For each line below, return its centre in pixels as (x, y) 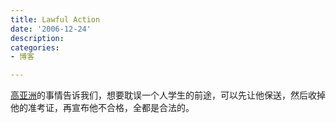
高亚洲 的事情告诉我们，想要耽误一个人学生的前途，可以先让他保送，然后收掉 (168, 95)
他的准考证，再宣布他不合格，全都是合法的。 (102, 108)
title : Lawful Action (55, 19)
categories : (35, 47)
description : (37, 38)
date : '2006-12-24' (51, 29)
